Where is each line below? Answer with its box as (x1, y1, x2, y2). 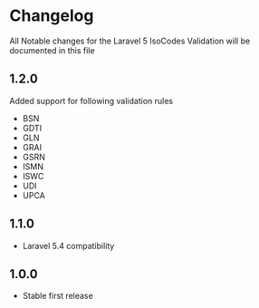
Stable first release (22, 291, 93, 302)
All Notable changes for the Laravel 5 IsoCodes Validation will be (9, 35, 251, 46)
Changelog (9, 5, 94, 26)
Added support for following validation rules (9, 95, 174, 106)
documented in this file (9, 44, 95, 55)
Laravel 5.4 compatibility (22, 240, 115, 251)
